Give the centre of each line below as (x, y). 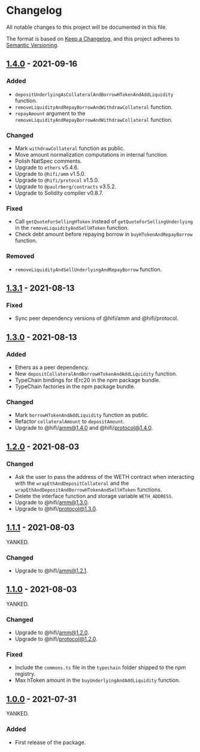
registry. (25, 674)
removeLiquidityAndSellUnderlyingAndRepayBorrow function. (88, 269)
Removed (20, 256)
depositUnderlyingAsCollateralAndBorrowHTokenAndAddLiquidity (94, 95)
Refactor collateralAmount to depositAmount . (70, 421)
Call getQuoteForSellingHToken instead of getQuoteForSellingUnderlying (104, 221)
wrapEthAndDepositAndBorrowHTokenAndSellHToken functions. (88, 489)
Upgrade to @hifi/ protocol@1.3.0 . (56, 508)
